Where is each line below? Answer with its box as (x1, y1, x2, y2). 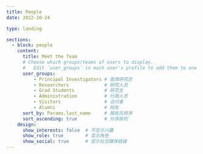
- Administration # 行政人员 (33, 93, 128, 99)
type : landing (6, 26, 43, 32)
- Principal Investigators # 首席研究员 (33, 76, 132, 82)
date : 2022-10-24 (6, 15, 50, 21)
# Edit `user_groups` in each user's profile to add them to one (22, 65, 198, 71)
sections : (6, 37, 32, 43)
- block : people (12, 42, 53, 49)
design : (17, 121, 36, 128)
